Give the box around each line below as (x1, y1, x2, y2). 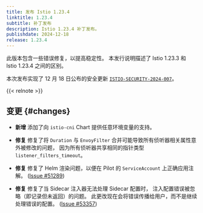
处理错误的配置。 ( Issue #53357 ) (15, 200, 98, 207)
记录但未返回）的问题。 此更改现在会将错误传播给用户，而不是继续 (31, 192, 198, 200)
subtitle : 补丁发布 (6, 20, 52, 26)
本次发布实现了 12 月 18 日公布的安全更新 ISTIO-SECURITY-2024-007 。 (6, 75, 178, 82)
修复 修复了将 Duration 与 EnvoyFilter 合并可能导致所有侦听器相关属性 (15, 136, 191, 143)
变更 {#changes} (6, 106, 71, 117)
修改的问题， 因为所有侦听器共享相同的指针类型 (25, 144, 144, 151)
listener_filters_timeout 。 (15, 151, 86, 158)
